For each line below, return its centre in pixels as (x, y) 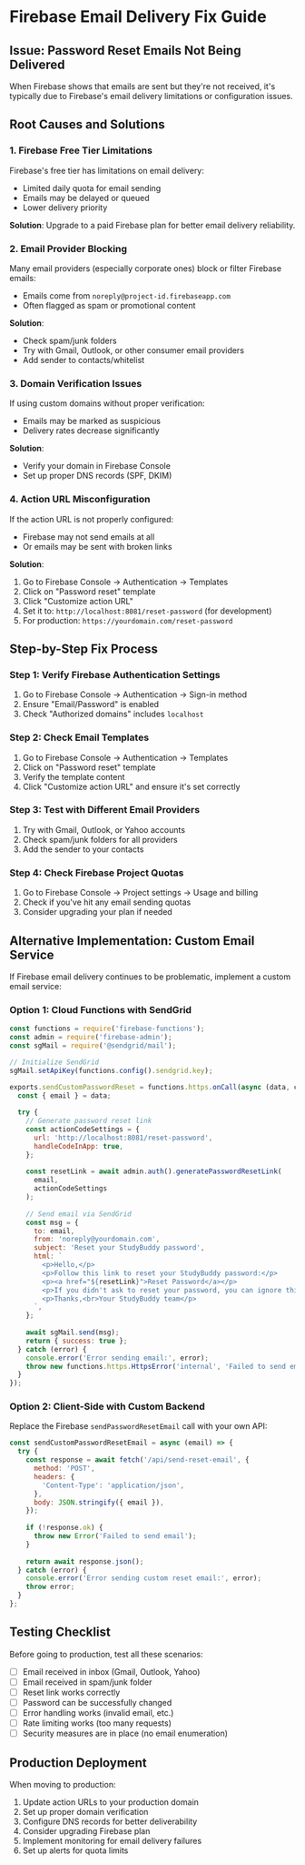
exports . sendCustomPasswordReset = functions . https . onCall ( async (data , (150, 1087)
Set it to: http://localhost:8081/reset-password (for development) (147, 611)
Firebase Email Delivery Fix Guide (138, 17)
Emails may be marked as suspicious (92, 421)
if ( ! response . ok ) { (64, 1528)
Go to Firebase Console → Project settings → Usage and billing (140, 893)
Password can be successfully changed (97, 1702)
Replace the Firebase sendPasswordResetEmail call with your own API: (138, 1426)
